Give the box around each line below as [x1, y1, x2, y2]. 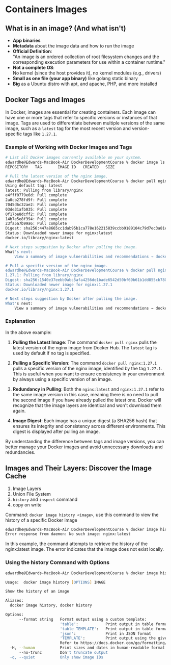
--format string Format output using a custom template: [18, 617, 147, 622]
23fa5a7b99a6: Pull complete [5, 221, 67, 226]
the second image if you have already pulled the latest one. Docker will [12, 397, 161, 403]
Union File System [12, 491, 51, 497]
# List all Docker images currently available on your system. [5, 155, 142, 160]
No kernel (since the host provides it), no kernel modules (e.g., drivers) [12, 70, 161, 76]
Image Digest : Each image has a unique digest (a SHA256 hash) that [12, 417, 157, 424]
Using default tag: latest [5, 183, 63, 188]
